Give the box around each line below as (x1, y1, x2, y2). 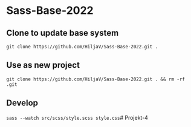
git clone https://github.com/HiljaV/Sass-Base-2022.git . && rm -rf (6, 76, 186, 82)
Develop (6, 98, 38, 108)
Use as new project (6, 60, 80, 70)
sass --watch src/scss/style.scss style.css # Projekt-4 (6, 114, 148, 121)
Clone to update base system (6, 28, 119, 38)
